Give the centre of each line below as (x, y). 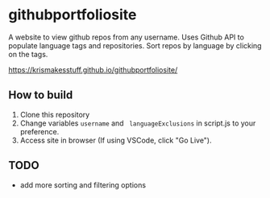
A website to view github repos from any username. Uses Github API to (126, 37)
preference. (39, 131)
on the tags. (28, 54)
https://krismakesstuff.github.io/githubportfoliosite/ (93, 69)
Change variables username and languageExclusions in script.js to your (138, 123)
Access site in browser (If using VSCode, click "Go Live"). (116, 140)
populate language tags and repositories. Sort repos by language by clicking (135, 45)
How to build (41, 95)
